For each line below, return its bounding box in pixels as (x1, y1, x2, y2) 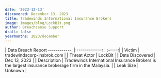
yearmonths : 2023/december (5, 34, 60, 39)
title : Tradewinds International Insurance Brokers (5, 16, 112, 21)
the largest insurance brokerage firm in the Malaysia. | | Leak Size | (5, 62, 139, 68)
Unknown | (5, 67, 27, 73)
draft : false (5, 29, 32, 34)
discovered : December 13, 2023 (5, 12, 68, 16)
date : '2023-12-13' (5, 7, 45, 12)
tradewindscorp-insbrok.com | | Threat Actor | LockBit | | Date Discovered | (5, 52, 156, 58)
